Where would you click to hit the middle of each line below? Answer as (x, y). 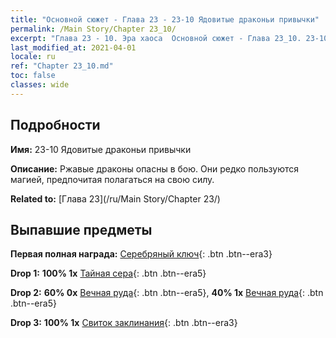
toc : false (33, 76)
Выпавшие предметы (81, 229)
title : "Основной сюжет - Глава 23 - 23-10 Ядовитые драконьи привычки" (165, 19)
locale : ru (33, 57)
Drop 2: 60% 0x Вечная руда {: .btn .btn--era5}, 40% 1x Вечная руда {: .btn (167, 293)
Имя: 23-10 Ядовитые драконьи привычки (101, 149)
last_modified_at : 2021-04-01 (73, 47)
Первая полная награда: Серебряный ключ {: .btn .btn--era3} (141, 254)
